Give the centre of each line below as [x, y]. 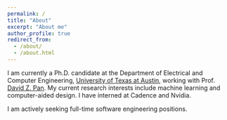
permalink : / [26, 14]
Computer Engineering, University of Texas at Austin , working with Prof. [111, 80]
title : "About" [30, 20]
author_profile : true [39, 33]
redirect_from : [30, 40]
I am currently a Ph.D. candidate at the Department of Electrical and [105, 73]
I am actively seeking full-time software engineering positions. [97, 109]
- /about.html [34, 53]
